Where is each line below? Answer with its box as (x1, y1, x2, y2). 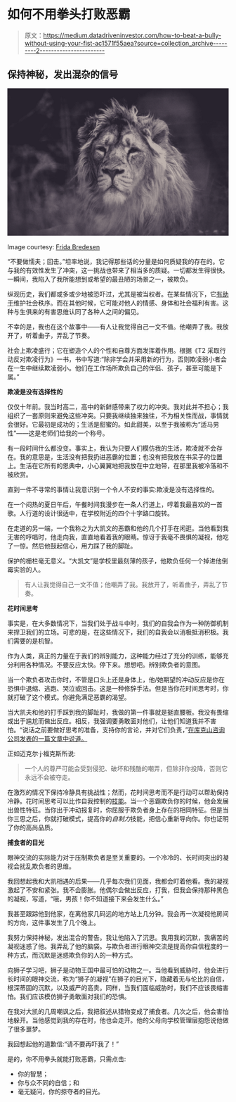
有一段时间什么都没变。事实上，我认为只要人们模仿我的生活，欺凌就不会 (7, 444, 216, 453)
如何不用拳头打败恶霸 (7, 6, 131, 23)
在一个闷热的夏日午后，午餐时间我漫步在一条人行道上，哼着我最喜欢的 (7, 501, 211, 509)
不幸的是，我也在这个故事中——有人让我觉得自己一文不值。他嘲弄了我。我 (7, 323, 223, 331)
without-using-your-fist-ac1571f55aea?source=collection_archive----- (24, 39, 228, 47)
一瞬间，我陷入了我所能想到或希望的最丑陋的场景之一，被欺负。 (7, 275, 192, 284)
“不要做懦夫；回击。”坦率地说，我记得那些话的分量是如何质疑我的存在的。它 (7, 258, 225, 266)
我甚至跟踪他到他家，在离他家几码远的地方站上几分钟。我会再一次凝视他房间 (7, 910, 229, 918)
